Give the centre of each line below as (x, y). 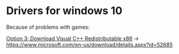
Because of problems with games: (48, 27)
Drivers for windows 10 (65, 11)
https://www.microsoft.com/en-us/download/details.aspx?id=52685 (89, 45)
